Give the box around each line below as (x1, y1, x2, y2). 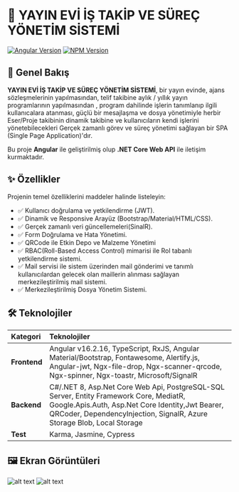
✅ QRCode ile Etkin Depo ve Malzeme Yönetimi (17, 238, 156, 246)
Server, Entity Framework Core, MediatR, (49, 391, 186, 401)
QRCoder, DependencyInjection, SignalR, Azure (49, 409, 208, 419)
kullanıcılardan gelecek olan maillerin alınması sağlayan (17, 270, 180, 278)
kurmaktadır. (7, 152, 45, 161)
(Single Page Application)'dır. (7, 131, 93, 139)
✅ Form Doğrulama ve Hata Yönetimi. (17, 230, 127, 239)
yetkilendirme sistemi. (17, 254, 83, 263)
